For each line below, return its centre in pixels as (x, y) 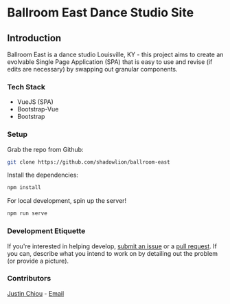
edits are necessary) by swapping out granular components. (92, 69)
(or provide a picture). (38, 261)
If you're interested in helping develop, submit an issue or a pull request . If (112, 246)
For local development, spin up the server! (67, 201)
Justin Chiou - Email (36, 293)
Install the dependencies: (43, 175)
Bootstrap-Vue (38, 109)
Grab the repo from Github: (45, 149)
